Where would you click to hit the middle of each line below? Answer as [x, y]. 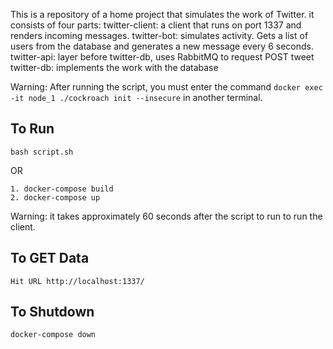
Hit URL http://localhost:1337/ [77, 281]
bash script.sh [42, 152]
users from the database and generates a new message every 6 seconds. [162, 46]
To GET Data [50, 258]
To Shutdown [52, 312]
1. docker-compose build [62, 189]
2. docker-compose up [55, 197]
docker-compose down [53, 335]
